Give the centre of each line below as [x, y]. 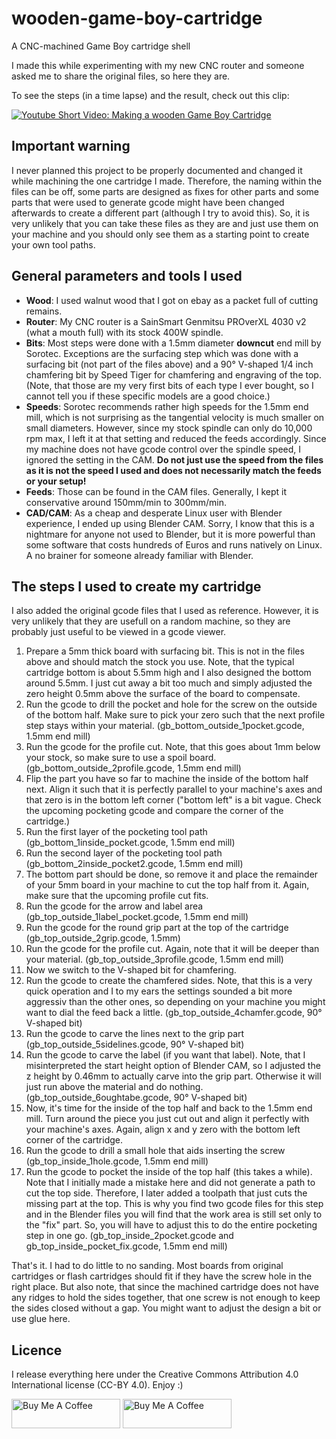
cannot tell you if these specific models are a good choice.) [148, 396]
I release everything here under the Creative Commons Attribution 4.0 [155, 1374]
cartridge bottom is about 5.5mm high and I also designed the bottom [168, 673]
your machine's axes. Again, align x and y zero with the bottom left [163, 1129]
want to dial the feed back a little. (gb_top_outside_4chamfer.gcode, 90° [174, 1013]
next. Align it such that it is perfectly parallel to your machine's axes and [174, 789]
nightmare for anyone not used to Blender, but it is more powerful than [170, 534]
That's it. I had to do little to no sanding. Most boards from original [147, 1266]
